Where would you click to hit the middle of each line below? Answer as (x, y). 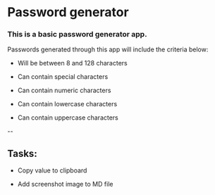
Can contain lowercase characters (67, 104)
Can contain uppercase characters (68, 118)
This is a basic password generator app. (77, 34)
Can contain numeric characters (64, 90)
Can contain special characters (63, 77)
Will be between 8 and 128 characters (73, 63)
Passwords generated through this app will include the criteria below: (108, 49)
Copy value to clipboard (52, 170)
